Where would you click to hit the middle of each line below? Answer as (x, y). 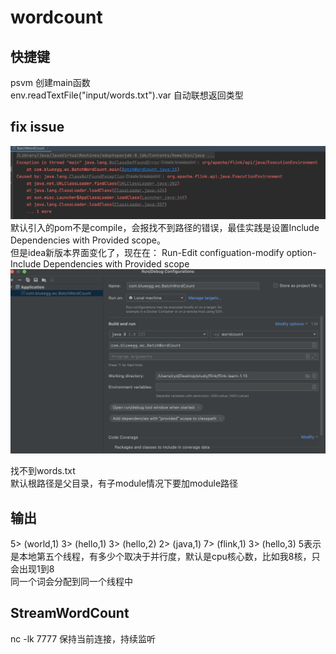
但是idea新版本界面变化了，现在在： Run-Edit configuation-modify (147, 253)
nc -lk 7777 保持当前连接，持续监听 (83, 638)
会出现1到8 (32, 569)
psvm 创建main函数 (50, 82)
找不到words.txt (43, 471)
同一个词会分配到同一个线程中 (71, 582)
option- (301, 253)
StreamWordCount (70, 613)
